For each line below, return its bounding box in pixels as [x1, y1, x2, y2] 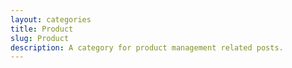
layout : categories [10, 14, 92, 25]
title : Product [10, 24, 74, 34]
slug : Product [10, 33, 70, 43]
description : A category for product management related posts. [10, 42, 284, 53]
